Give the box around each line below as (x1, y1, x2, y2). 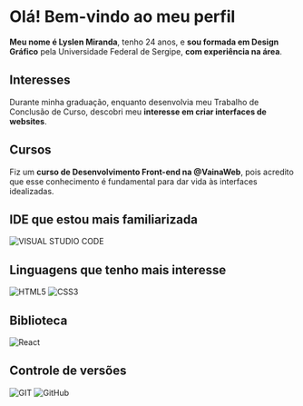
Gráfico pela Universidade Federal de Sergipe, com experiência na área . (9, 45, 283, 56)
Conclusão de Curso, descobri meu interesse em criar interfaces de (9, 106, 268, 117)
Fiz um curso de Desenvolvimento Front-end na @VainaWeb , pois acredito (9, 166, 295, 177)
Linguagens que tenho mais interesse (9, 262, 227, 278)
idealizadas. (9, 185, 54, 196)
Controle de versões (9, 363, 127, 379)
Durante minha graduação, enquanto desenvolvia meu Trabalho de (9, 96, 259, 107)
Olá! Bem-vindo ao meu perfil (9, 6, 236, 27)
